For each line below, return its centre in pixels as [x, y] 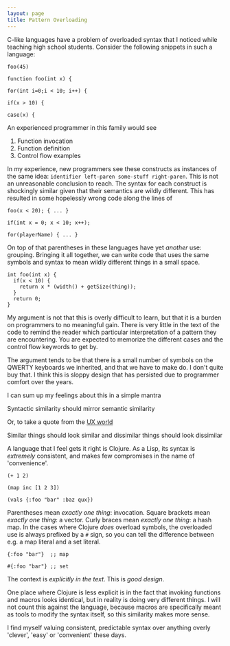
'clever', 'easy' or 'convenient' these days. [67, 635]
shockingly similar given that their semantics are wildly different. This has [111, 190]
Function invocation [45, 141]
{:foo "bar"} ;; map [38, 554]
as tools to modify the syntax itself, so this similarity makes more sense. [108, 614]
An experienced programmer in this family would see [82, 127]
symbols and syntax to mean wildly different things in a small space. [104, 262]
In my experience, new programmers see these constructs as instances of [112, 168]
